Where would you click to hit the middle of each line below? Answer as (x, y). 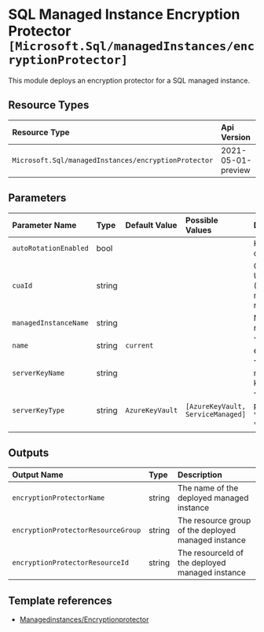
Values (198, 230)
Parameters (37, 198)
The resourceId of (211, 553)
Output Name (38, 475)
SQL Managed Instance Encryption (124, 15)
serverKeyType (38, 410)
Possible (202, 220)
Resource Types (49, 105)
